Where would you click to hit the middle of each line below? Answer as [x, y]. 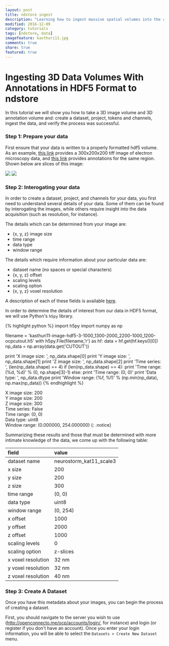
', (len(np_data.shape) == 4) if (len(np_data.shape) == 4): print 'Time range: [83, 367]
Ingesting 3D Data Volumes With [74, 77]
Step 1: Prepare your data [37, 136]
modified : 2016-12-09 [28, 24]
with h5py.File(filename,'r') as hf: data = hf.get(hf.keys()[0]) [97, 341]
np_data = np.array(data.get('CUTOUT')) [47, 346]
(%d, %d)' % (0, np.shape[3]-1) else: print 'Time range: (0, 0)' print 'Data [81, 373]
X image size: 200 [24, 393]
